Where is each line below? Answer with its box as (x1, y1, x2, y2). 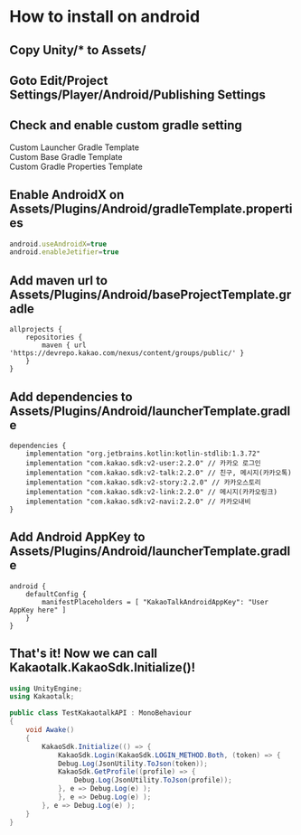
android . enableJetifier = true (9, 248, 119, 257)
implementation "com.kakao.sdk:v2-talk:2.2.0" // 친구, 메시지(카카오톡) (25, 468, 292, 477)
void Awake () (25, 726, 75, 735)
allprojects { (9, 325, 63, 334)
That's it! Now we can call (9, 646, 158, 661)
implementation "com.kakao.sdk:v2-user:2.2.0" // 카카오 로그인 (25, 458, 262, 467)
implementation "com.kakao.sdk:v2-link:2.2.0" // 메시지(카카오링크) (25, 487, 278, 496)
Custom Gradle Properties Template (9, 161, 143, 172)
